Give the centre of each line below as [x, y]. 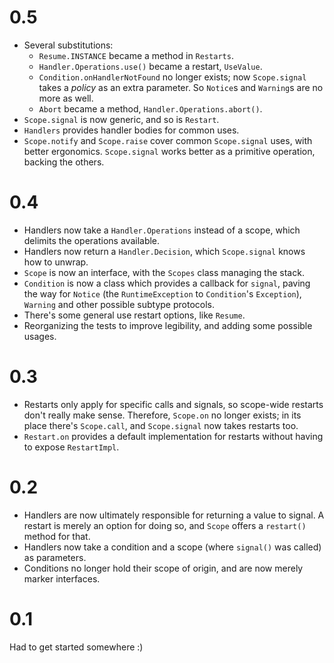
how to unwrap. [56, 262]
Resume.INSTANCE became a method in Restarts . [136, 55]
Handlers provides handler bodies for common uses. [131, 130]
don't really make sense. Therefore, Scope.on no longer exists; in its [162, 415]
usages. [40, 336]
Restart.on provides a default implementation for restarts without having [173, 436]
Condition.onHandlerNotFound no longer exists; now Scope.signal [172, 77]
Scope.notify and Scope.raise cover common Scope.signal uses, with [168, 140]
